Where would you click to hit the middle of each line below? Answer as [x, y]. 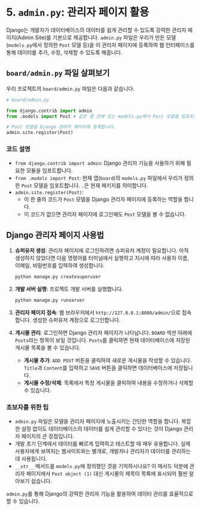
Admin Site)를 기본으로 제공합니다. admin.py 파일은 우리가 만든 [91, 37]
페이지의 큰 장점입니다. [48, 436]
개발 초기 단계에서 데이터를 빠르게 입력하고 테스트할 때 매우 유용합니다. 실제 [103, 444]
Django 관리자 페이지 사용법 [55, 235]
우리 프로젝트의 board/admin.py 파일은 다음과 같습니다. [70, 88]
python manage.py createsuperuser [58, 277]
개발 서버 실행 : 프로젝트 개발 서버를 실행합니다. [69, 289]
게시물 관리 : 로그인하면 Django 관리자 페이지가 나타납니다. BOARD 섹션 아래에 [103, 332]
